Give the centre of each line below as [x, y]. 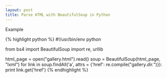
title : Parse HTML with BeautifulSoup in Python [58, 15]
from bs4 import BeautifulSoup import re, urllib [54, 49]
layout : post [19, 10]
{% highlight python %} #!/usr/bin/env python [53, 39]
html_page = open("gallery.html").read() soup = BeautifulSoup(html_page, [83, 59]
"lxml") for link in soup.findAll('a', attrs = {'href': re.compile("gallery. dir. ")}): [84, 64]
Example [15, 29]
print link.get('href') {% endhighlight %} [47, 70]
